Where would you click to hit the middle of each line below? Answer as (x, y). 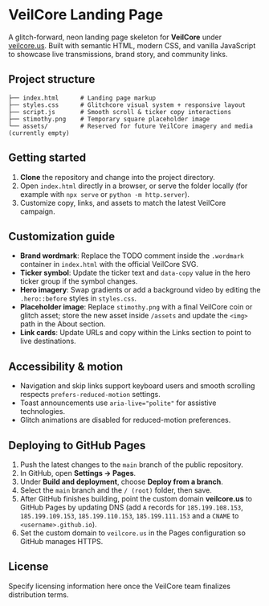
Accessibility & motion (66, 366)
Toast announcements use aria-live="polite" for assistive (118, 403)
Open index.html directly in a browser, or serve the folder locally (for (134, 186)
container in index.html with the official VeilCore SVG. (109, 264)
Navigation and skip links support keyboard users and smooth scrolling (137, 386)
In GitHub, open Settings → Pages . (78, 473)
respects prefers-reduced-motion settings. (90, 395)
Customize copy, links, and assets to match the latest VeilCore (123, 203)
